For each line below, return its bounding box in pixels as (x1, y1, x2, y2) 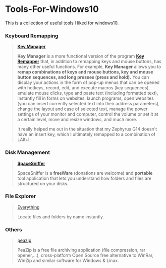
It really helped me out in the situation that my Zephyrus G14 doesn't (17, 126, 157, 132)
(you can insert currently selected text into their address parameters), (17, 101, 160, 107)
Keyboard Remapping (5, 32, 58, 39)
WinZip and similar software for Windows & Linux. (17, 258, 119, 264)
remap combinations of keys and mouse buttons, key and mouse (17, 69, 154, 75)
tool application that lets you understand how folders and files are (17, 175, 152, 181)
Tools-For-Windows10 (5, 3, 99, 15)
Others (5, 226, 22, 233)
